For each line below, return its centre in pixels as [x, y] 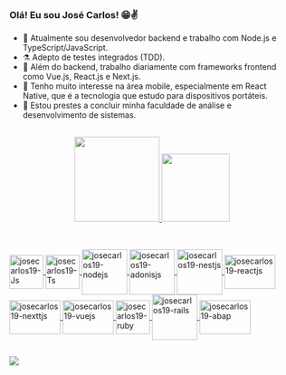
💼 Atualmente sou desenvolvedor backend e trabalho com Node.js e [149, 38]
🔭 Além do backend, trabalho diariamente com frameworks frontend [149, 67]
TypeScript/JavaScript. [65, 48]
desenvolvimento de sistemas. [79, 115]
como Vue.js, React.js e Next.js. [81, 77]
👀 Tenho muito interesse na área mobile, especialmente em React [144, 86]
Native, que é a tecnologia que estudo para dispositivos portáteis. [145, 96]
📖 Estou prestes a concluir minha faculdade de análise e [127, 106]
